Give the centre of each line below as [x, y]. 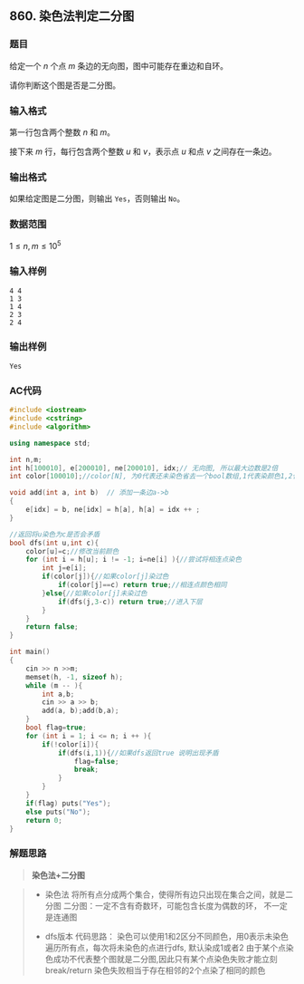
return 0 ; [44, 820]
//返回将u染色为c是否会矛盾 [55, 534]
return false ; [52, 627]
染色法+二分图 [58, 875]
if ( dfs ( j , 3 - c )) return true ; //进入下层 [130, 602]
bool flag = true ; [57, 728]
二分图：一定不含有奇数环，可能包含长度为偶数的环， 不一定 [175, 905]
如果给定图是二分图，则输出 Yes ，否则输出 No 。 [97, 198]
